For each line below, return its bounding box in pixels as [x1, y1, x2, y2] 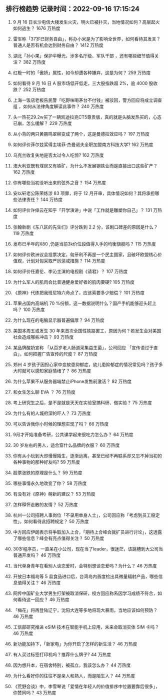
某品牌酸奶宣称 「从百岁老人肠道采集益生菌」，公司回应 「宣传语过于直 [12, 344, 158, 350]
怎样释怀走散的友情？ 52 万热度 [12, 501, 78, 507]
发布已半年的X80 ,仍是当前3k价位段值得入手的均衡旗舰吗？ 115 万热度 [12, 240, 156, 246]
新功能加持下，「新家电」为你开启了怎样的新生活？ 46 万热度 [12, 640, 137, 646]
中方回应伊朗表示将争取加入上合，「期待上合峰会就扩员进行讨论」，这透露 [12, 529, 162, 535]
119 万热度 [12, 230, 34, 236]
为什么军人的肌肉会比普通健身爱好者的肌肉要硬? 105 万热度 [12, 279, 134, 285]
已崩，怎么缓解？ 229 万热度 [12, 120, 72, 126]
